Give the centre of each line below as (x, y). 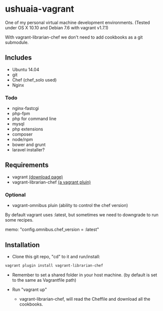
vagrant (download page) (37, 177)
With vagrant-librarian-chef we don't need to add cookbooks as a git (74, 37)
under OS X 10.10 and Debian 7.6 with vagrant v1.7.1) (57, 27)
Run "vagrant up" (29, 290)
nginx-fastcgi (25, 108)
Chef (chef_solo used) (34, 80)
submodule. (17, 42)
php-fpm (21, 114)
